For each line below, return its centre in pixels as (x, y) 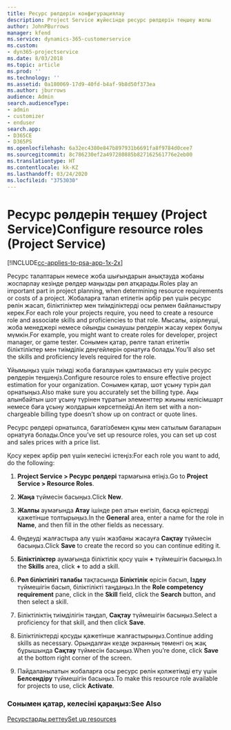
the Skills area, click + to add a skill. (68, 566)
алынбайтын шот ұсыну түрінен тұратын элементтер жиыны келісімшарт (115, 399)
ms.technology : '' (33, 78)
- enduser (21, 122)
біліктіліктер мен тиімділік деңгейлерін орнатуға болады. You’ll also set (111, 350)
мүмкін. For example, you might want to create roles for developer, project (112, 335)
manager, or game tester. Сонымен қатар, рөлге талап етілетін (98, 342)
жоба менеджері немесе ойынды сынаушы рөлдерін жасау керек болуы (115, 328)
